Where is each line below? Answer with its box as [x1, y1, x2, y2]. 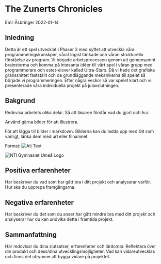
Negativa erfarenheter [5, 198, 74, 207]
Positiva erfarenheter [5, 166, 71, 174]
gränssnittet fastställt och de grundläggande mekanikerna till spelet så [5, 72, 145, 78]
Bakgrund [5, 97, 35, 105]
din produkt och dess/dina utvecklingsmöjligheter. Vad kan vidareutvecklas [5, 248, 155, 254]
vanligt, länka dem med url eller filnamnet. [5, 133, 89, 139]
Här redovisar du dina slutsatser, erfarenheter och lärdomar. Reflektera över [5, 244, 156, 249]
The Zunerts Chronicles [5, 3, 103, 15]
